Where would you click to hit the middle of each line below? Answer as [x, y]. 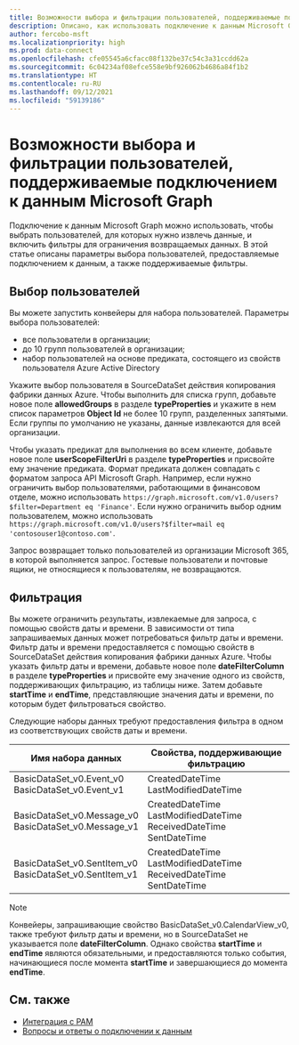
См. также [40, 1000]
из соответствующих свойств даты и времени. [98, 730]
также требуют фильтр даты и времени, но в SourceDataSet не [129, 934]
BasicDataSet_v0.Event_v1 [69, 790]
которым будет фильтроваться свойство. [88, 703]
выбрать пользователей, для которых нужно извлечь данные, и [130, 235]
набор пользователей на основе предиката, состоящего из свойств [151, 359]
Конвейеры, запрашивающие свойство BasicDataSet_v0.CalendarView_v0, [149, 924]
